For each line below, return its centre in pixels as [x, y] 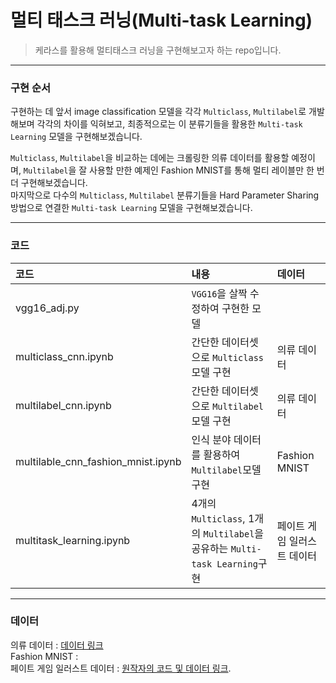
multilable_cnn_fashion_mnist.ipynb [98, 461]
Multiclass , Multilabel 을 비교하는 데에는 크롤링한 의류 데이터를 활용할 [150, 158]
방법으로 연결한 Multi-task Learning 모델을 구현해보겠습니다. [131, 208]
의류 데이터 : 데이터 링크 [57, 645]
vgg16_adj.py [47, 308]
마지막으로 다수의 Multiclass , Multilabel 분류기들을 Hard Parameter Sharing [165, 195]
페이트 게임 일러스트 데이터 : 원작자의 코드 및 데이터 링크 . [121, 668]
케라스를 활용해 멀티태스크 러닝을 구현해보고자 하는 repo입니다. [158, 50]
